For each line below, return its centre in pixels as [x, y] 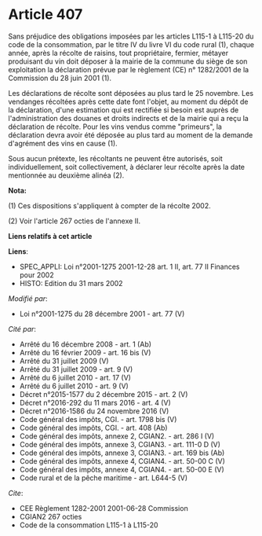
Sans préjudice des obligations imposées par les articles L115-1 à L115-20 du [131, 36]
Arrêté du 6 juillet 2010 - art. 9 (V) [74, 386]
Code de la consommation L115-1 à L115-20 [89, 525]
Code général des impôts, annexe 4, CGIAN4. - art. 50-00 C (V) [122, 461]
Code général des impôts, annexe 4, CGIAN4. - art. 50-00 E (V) [122, 469]
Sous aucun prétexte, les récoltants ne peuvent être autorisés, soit [116, 158]
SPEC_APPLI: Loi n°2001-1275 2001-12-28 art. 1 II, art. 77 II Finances [129, 266]
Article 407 [45, 15]
